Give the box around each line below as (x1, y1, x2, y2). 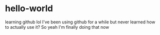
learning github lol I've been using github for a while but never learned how (5, 19, 156, 25)
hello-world (5, 3, 53, 14)
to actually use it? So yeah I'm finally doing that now (5, 24, 109, 30)
